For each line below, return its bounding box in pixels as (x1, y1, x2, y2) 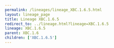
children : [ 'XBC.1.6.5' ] (5, 35, 57, 40)
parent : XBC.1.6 (5, 30, 39, 35)
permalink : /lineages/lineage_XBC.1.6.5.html (5, 7, 102, 12)
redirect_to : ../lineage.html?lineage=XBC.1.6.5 (5, 21, 109, 26)
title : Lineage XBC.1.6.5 (5, 16, 59, 21)
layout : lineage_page (5, 12, 50, 17)
